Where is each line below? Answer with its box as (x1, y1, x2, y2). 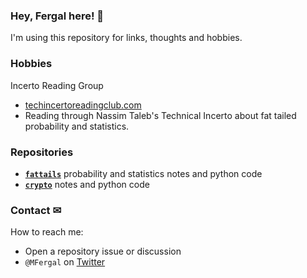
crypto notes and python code (24, 178, 150, 190)
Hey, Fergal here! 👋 (10, 9, 105, 23)
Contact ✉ (10, 203, 62, 217)
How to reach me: (10, 226, 84, 238)
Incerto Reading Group (10, 79, 104, 91)
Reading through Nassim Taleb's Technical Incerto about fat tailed (24, 109, 297, 121)
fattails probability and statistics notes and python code (24, 167, 263, 179)
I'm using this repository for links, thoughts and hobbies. (10, 32, 243, 44)
